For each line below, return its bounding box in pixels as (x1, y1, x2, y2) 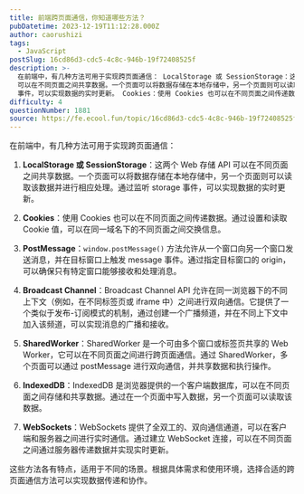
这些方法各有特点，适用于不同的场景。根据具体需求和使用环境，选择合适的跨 (9, 463, 295, 475)
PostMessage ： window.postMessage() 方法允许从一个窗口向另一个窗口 (22, 243, 286, 254)
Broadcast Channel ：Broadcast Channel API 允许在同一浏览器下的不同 (22, 285, 288, 296)
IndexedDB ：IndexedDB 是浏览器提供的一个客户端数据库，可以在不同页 (22, 380, 290, 391)
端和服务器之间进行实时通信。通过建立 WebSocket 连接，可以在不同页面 (22, 433, 292, 444)
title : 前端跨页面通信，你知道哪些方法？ (9, 13, 147, 23)
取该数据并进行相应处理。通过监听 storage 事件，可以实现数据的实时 (22, 182, 278, 193)
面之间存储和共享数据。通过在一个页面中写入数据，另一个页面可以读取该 (22, 391, 292, 403)
